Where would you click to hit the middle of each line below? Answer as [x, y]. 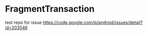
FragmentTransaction [50, 9]
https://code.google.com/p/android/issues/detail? [93, 22]
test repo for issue [23, 22]
